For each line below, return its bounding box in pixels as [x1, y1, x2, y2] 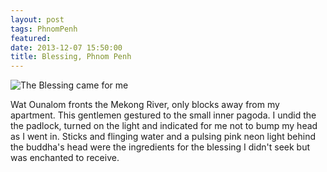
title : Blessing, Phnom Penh [10, 52, 132, 62]
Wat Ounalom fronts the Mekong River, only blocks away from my [10, 99, 280, 111]
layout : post [10, 14, 65, 25]
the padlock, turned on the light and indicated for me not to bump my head [10, 120, 318, 132]
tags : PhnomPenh [10, 24, 78, 34]
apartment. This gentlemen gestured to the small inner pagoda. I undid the [10, 109, 317, 121]
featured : [10, 33, 52, 43]
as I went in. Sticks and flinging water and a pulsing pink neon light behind [10, 131, 316, 143]
